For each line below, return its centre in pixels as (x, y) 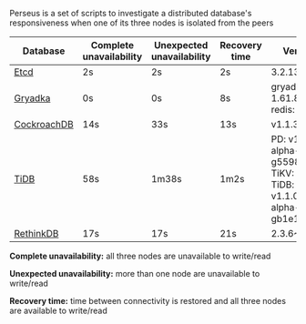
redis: (283, 110)
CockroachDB (44, 124)
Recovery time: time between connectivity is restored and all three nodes (148, 301)
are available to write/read (58, 310)
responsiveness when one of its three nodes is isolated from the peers (142, 23)
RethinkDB (36, 233)
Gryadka (32, 98)
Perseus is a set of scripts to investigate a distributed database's (131, 13)
